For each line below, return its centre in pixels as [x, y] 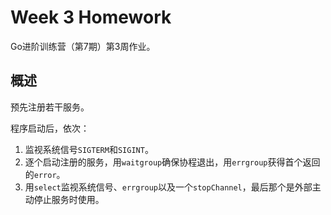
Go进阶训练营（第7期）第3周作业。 [83, 46]
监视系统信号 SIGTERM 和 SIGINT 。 [89, 149]
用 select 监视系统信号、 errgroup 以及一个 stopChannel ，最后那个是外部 [168, 187]
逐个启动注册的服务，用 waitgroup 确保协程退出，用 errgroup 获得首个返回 [172, 162]
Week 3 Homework [91, 17]
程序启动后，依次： [50, 128]
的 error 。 [45, 174]
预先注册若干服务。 [50, 107]
